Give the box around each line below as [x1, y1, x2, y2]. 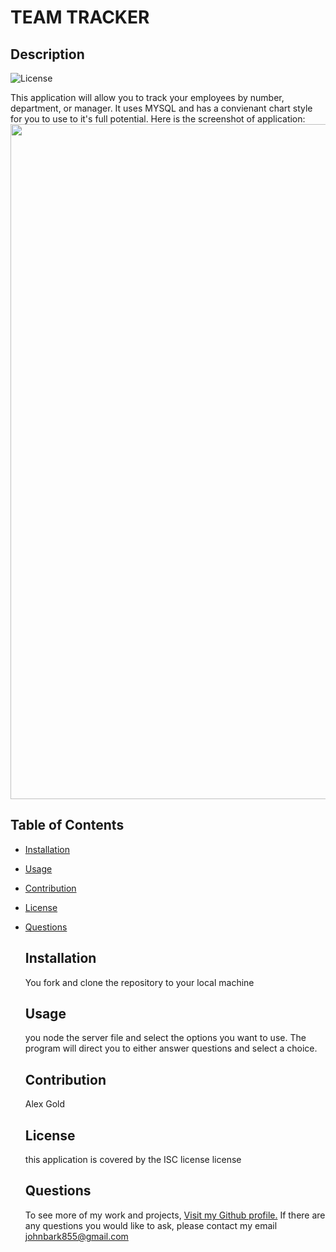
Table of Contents [10, 817, 125, 834]
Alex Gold [24, 1098, 66, 1110]
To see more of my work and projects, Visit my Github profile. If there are [24, 1209, 326, 1221]
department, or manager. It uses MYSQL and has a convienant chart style [10, 102, 313, 114]
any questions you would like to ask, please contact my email [24, 1219, 278, 1231]
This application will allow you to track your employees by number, [10, 92, 285, 103]
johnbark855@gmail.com [24, 1230, 129, 1242]
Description [10, 46, 85, 63]
